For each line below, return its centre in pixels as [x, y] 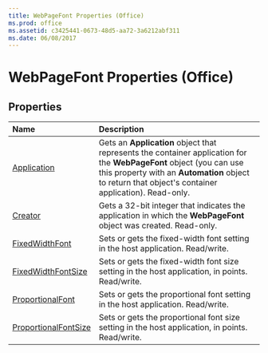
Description [121, 129]
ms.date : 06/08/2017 [43, 38]
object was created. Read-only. [158, 226]
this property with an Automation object [174, 173]
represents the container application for [173, 153]
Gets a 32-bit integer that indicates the [172, 206]
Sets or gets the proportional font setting [175, 295]
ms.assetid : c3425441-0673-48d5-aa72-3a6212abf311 [94, 30]
